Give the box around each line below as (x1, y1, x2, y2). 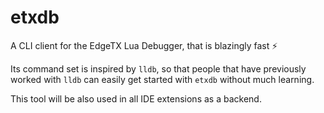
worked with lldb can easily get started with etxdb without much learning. (10, 73, 315, 85)
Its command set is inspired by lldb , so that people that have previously (10, 62, 307, 75)
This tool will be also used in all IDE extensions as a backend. (10, 92, 262, 105)
